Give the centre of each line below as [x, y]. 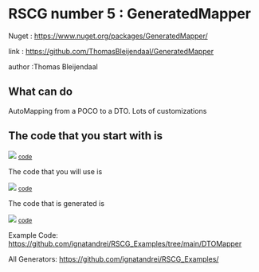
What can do [41, 92]
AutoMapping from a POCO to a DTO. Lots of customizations [108, 111]
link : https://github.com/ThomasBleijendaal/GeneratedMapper [111, 51]
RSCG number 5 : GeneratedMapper [130, 14]
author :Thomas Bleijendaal [53, 66]
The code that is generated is [57, 203]
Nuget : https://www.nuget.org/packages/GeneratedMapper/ [108, 36]
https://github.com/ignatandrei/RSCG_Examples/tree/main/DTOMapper [125, 243]
